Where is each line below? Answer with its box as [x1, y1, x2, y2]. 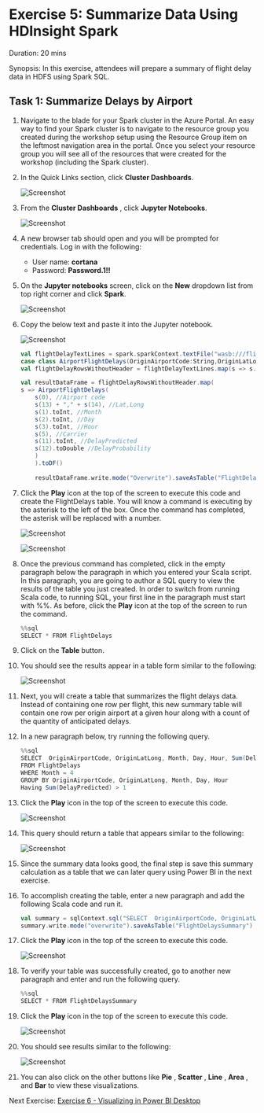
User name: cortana [31, 257, 98, 267]
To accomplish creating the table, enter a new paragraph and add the [20, 890, 245, 900]
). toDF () [35, 459, 64, 467]
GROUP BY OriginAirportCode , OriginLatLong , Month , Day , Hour [20, 776, 229, 784]
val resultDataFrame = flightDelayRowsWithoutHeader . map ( [20, 379, 214, 387]
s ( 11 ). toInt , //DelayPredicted [35, 437, 137, 445]
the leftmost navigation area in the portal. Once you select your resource [20, 140, 256, 150]
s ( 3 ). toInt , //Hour [35, 422, 99, 430]
